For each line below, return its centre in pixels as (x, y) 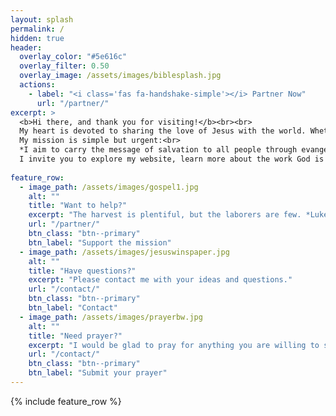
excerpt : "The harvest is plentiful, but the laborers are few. (165, 215)
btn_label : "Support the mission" (100, 242)
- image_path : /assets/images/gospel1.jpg (109, 187)
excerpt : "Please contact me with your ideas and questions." (160, 280)
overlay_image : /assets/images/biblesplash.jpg (120, 76)
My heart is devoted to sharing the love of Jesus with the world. (163, 131)
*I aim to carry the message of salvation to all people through (158, 150)
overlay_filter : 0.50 (64, 66)
